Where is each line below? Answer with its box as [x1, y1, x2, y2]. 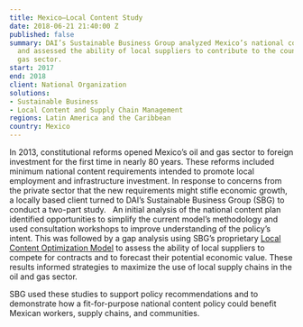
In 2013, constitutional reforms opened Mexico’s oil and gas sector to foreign [9, 147, 294, 158]
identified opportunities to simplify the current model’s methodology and [9, 213, 279, 224]
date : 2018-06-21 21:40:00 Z [9, 22, 119, 31]
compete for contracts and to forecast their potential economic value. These [9, 252, 293, 262]
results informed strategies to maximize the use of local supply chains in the [9, 262, 293, 272]
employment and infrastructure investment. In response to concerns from [9, 176, 282, 186]
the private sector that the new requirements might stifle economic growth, [9, 186, 289, 195]
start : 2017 [9, 64, 54, 73]
